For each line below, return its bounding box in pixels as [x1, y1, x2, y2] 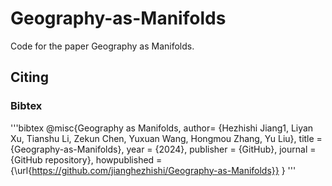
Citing [10, 69, 49, 86]
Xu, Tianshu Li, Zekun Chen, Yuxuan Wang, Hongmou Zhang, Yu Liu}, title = [10, 132, 323, 144]
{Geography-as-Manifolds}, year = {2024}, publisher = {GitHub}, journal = [10, 143, 317, 155]
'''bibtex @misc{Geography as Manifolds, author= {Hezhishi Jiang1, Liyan [10, 122, 314, 134]
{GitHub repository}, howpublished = [10, 153, 163, 166]
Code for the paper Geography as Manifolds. [10, 40, 195, 52]
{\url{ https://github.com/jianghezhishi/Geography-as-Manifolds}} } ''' [10, 164, 297, 176]
